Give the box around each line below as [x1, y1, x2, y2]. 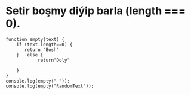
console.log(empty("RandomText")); [5, 83, 94, 89]
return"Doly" [37, 57, 70, 63]
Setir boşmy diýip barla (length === [5, 4, 186, 18]
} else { [16, 52, 44, 58]
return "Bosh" [24, 46, 60, 53]
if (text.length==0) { [16, 42, 73, 47]
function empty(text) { [5, 36, 65, 42]
